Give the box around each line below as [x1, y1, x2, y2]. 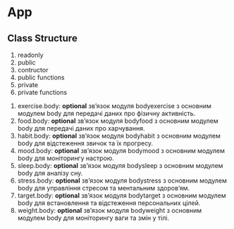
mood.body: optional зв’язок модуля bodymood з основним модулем [17, 147, 226, 155]
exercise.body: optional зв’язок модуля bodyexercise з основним [17, 102, 211, 110]
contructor [17, 66, 49, 74]
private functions [17, 89, 68, 96]
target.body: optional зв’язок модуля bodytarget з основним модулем [17, 191, 226, 199]
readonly [17, 51, 44, 59]
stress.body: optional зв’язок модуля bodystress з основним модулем [17, 176, 227, 185]
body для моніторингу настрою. [17, 154, 114, 162]
